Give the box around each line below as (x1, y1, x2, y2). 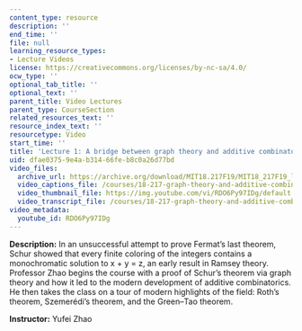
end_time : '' (9, 30, 58, 39)
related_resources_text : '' (9, 113, 115, 122)
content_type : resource (9, 13, 99, 22)
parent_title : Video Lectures (9, 96, 123, 106)
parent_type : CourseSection (9, 105, 115, 114)
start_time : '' (9, 139, 67, 148)
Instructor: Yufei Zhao (9, 313, 93, 324)
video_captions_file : (17, 181, 99, 190)
